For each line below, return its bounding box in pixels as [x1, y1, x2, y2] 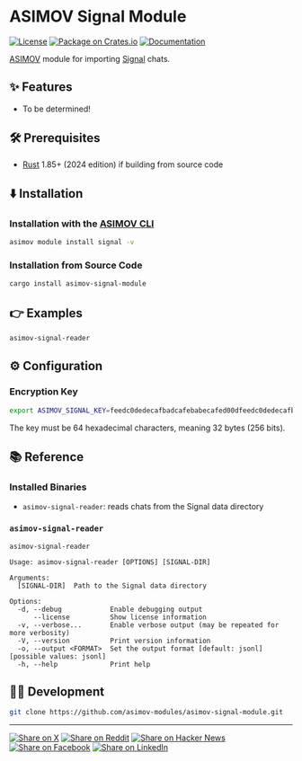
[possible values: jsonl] [9, 651, 106, 661]
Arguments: [9, 573, 50, 582]
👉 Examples [9, 305, 84, 321]
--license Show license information [32, 613, 207, 622]
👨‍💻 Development [9, 684, 105, 699]
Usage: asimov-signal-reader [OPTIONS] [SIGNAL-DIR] [9, 557, 211, 567]
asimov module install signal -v [9, 238, 135, 247]
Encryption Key [9, 385, 78, 398]
